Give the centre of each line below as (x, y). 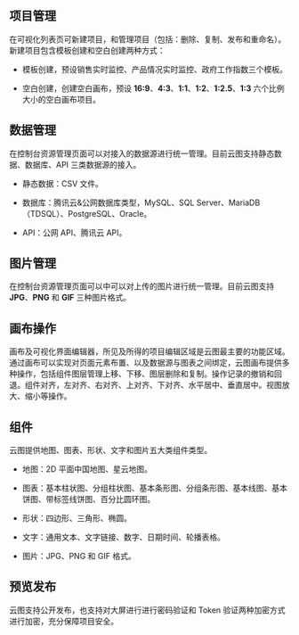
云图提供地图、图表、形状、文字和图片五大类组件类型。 (110, 450)
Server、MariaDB (228, 202)
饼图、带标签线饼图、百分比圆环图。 (89, 499)
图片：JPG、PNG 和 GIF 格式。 (79, 557)
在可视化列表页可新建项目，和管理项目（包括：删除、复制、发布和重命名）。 (148, 39)
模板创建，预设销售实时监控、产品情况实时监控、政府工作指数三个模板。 (154, 69)
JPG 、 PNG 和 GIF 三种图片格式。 (70, 298)
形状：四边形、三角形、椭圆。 (77, 518)
